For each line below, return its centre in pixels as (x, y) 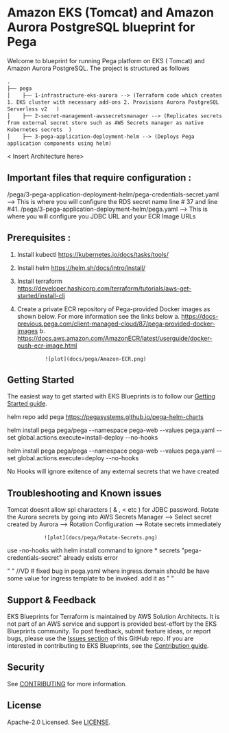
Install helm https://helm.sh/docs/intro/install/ (81, 268)
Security (26, 667)
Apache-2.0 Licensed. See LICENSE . (59, 722)
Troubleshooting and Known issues (85, 493)
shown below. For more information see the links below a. (98, 316)
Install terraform (40, 281)
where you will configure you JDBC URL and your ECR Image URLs (101, 216)
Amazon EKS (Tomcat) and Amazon (111, 13)
